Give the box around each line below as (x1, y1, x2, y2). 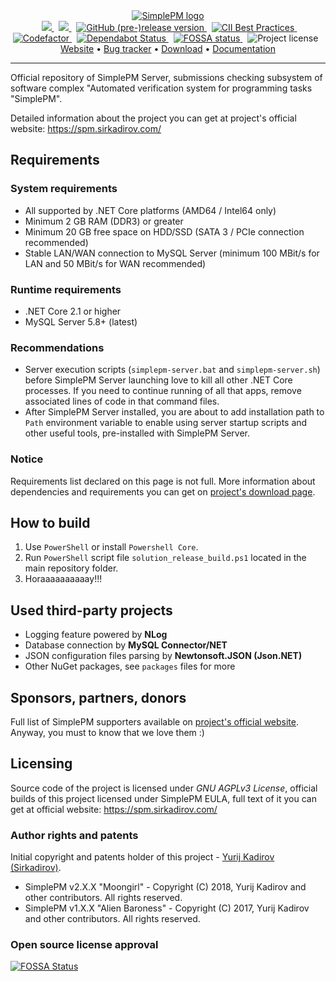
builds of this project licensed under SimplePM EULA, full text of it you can (10, 792, 317, 804)
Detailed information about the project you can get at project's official (10, 112, 297, 124)
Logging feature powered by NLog (24, 629, 168, 641)
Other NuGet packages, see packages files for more (24, 660, 236, 673)
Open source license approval (10, 938, 159, 952)
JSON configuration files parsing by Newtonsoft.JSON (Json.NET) (24, 650, 303, 662)
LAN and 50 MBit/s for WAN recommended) (24, 257, 207, 269)
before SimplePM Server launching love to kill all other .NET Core (24, 374, 293, 386)
